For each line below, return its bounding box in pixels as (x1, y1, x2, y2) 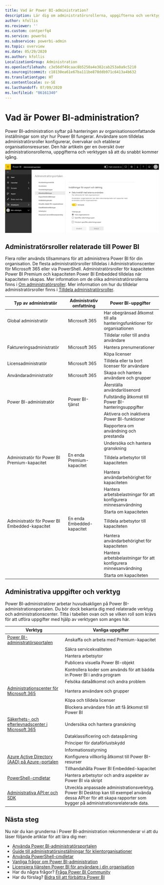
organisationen (103, 325, 134, 332)
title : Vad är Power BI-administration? (5, 8, 89, 13)
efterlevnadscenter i (7, 721, 48, 727)
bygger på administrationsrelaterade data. (65, 800, 149, 806)
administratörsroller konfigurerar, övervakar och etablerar (5, 138, 121, 144)
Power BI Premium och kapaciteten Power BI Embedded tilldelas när (5, 271, 142, 277)
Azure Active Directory (7, 754, 53, 759)
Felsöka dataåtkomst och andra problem (65, 678, 146, 684)
